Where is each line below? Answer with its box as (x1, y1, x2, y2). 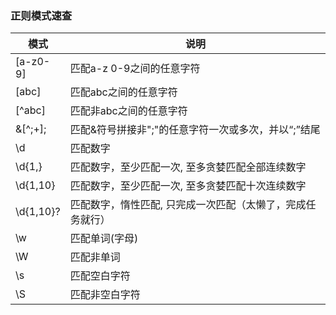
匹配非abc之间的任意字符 (69, 104, 188, 118)
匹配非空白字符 (69, 288, 141, 302)
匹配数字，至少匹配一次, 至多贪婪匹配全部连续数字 (69, 160, 307, 174)
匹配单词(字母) (69, 232, 139, 246)
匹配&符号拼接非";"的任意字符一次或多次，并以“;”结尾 (69, 123, 321, 137)
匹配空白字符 (69, 269, 131, 283)
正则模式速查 (10, 8, 73, 22)
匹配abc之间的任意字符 (69, 85, 178, 99)
